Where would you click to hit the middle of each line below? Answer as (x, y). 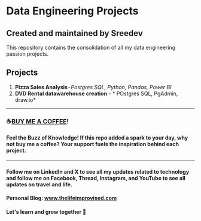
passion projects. (28, 54)
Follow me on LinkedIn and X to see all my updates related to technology (98, 171)
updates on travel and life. (39, 184)
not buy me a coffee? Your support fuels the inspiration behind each (93, 144)
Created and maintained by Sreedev (74, 33)
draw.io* (25, 99)
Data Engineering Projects (72, 11)
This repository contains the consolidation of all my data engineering (91, 47)
